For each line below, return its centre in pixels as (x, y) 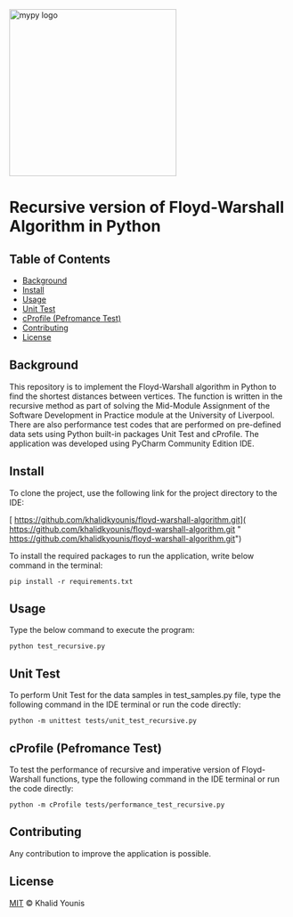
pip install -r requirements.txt (71, 581)
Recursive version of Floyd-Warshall (147, 207)
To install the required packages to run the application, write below (132, 556)
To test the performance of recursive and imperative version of (125, 770)
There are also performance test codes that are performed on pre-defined (146, 424)
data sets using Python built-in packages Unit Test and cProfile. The (134, 434)
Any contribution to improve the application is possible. (110, 853)
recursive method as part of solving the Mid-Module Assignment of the (139, 405)
